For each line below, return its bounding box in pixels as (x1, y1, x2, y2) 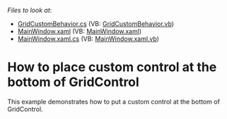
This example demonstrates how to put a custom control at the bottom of (7, 97, 221, 106)
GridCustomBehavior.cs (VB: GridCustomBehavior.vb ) (17, 20, 175, 27)
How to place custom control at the (7, 59, 217, 75)
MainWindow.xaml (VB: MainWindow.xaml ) (17, 27, 142, 35)
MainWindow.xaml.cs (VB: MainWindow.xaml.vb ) (17, 35, 160, 43)
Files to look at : (7, 6, 52, 14)
